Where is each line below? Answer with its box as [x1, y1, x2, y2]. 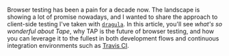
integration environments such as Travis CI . [7, 42, 130, 49]
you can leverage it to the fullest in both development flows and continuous [7, 34, 219, 43]
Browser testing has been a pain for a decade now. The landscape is [7, 6, 200, 13]
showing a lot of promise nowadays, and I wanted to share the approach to [7, 13, 218, 21]
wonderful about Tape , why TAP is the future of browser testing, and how [7, 27, 215, 35]
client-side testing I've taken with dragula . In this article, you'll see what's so [7, 20, 223, 28]
